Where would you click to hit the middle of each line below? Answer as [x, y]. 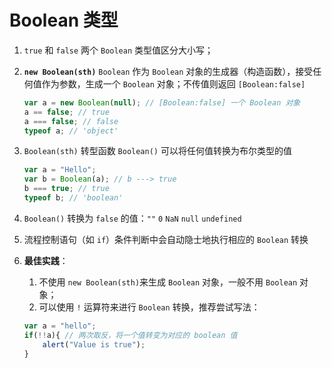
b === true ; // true [66, 189]
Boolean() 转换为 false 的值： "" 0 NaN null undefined [132, 218]
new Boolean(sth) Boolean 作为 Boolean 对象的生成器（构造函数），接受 [168, 71]
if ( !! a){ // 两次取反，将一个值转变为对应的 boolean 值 [130, 335]
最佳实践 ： [46, 260]
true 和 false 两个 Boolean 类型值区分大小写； [118, 50]
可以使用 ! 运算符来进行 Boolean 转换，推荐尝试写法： [149, 307]
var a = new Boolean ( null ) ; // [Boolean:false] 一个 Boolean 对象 [162, 102]
